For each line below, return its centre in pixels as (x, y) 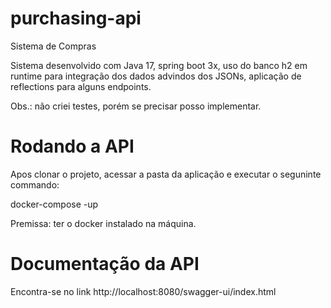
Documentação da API (105, 264)
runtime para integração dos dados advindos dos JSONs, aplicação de (156, 76)
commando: (35, 184)
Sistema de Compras (53, 46)
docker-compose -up (54, 204)
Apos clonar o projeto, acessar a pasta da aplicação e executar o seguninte (166, 174)
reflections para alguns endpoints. (81, 86)
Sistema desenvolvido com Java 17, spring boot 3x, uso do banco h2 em (159, 65)
